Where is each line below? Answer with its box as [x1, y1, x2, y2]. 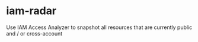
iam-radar [6, 4, 57, 18]
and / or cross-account [6, 30, 63, 37]
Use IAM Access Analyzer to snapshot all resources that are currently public [6, 24, 193, 31]
